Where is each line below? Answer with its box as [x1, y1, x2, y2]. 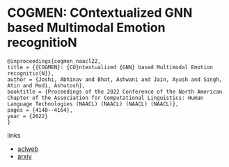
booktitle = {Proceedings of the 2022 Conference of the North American [7, 88, 223, 95]
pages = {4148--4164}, [7, 106, 73, 113]
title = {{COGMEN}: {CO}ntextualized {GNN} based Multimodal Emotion [7, 64, 214, 71]
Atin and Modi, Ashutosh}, [7, 82, 86, 89]
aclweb [17, 145, 38, 153]
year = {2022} [7, 112, 49, 119]
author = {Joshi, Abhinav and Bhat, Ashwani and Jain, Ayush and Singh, [7, 75, 223, 83]
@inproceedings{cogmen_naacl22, [7, 57, 101, 64]
